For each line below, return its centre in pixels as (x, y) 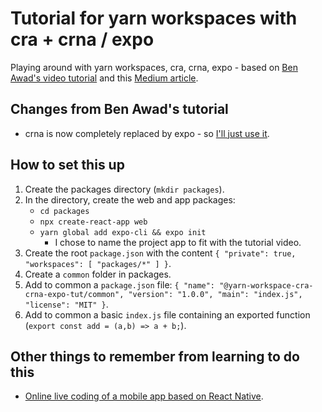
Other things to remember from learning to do (155, 356)
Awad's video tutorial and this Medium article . (104, 78)
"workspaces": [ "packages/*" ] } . (98, 263)
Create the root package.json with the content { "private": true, (160, 253)
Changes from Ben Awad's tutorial (119, 109)
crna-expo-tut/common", (74, 294)
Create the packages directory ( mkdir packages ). (124, 189)
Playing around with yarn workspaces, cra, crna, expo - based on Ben (154, 67)
